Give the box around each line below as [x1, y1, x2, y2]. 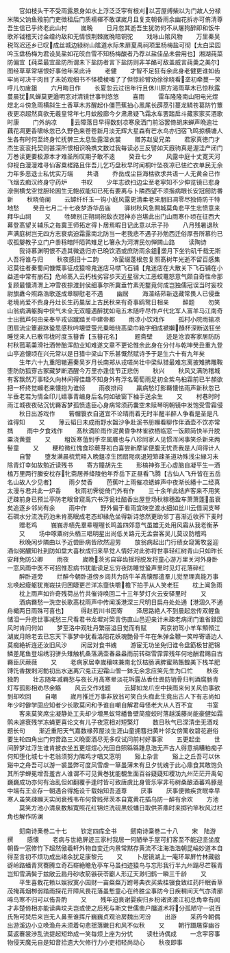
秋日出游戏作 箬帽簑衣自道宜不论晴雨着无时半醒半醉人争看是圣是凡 [18, 409, 219, 418]
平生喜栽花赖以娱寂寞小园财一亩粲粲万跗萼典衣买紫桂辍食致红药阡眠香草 [18, 878, 223, 886]
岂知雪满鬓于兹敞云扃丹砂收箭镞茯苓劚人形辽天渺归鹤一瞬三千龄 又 [7, 870, 207, 878]
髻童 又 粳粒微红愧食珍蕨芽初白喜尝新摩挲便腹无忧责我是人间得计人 [7, 444, 220, 452]
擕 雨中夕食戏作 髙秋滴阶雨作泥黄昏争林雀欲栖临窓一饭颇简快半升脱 [7, 426, 220, 435]
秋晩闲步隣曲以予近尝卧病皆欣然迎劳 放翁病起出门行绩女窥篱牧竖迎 [18, 538, 219, 546]
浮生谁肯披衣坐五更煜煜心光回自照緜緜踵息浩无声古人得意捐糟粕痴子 [30, 744, 223, 751]
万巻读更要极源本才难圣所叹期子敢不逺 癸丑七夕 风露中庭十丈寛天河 [7, 152, 220, 160]
